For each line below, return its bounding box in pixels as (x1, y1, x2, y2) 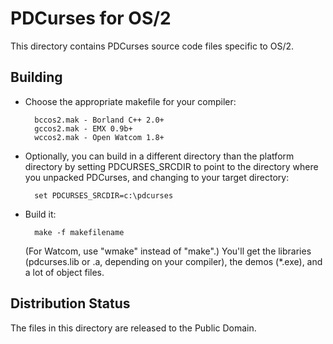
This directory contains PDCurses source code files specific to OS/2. (10, 40, 295, 52)
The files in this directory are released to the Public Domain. (10, 322, 257, 334)
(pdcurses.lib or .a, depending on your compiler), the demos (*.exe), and (24, 255, 323, 267)
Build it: (24, 208, 57, 220)
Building (10, 69, 63, 86)
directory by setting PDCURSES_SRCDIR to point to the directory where (24, 160, 319, 172)
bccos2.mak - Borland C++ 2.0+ (34, 115, 165, 125)
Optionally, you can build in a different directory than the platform (24, 150, 295, 162)
